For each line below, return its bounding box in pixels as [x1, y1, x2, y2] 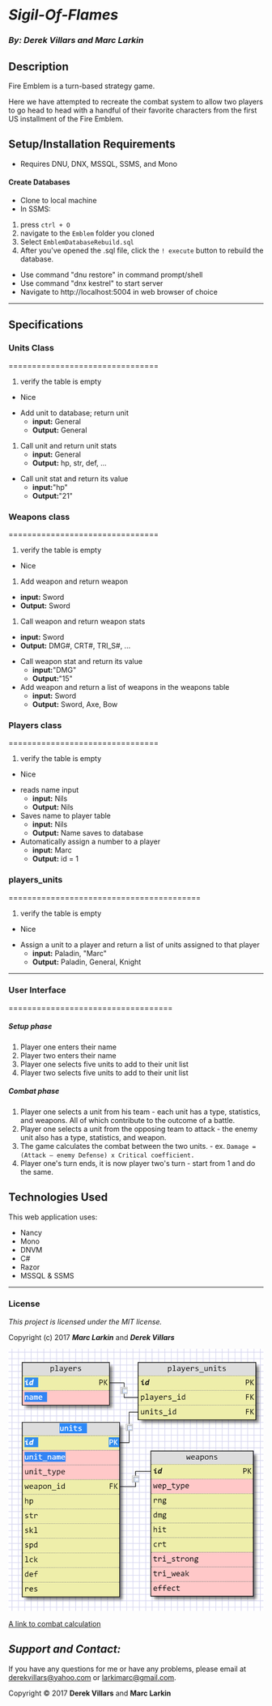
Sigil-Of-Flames [8, 6, 119, 24]
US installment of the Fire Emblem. [8, 113, 124, 123]
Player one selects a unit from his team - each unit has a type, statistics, [19, 1107, 261, 1117]
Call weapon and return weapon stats [19, 616, 146, 626]
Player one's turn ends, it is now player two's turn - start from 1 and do [19, 1158, 256, 1168]
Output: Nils [32, 802, 74, 812]
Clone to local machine [19, 195, 97, 205]
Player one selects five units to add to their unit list [19, 1059, 189, 1069]
